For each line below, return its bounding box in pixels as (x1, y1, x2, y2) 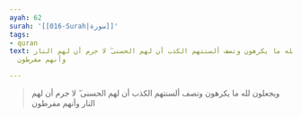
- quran (9, 38, 39, 48)
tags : (9, 30, 30, 39)
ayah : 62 (9, 13, 42, 23)
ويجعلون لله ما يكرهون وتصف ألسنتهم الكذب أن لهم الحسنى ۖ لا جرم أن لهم (31, 87, 280, 98)
